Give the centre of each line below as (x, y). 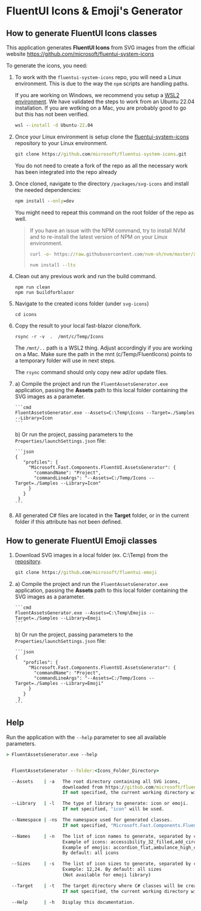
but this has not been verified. (52, 114)
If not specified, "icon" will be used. (113, 809)
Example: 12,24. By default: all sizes (112, 870)
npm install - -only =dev (45, 201)
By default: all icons (91, 853)
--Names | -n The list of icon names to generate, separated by (101, 836)
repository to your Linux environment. (61, 143)
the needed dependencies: (48, 190)
